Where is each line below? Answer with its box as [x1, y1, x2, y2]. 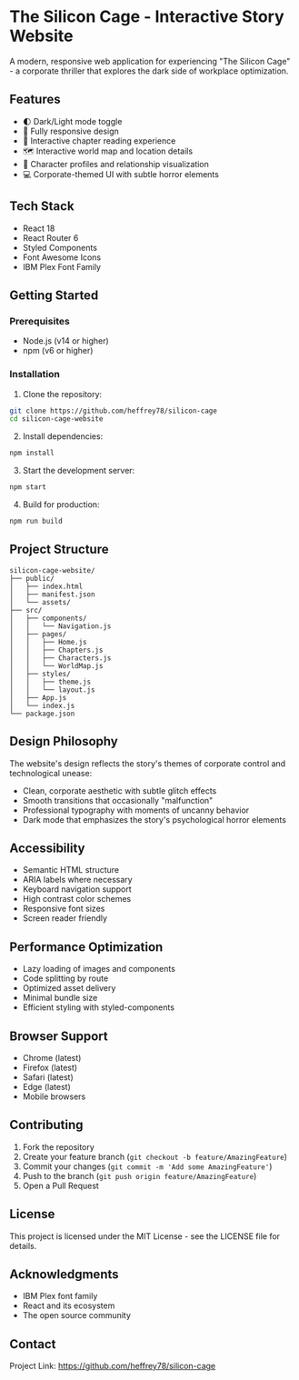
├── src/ [9, 605, 43, 615]
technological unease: [9, 767, 93, 778]
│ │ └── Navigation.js [9, 621, 112, 631]
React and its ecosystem [22, 1300, 115, 1311]
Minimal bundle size [22, 993, 98, 1004]
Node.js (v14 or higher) [22, 335, 109, 346]
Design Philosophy [9, 734, 118, 749]
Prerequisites [9, 315, 70, 327]
